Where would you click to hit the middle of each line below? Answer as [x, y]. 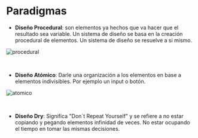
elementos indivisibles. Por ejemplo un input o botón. [80, 81]
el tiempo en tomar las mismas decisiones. [67, 128]
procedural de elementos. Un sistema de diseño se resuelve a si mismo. [103, 40]
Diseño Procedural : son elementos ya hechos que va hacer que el [97, 27]
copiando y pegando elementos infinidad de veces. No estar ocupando [102, 122]
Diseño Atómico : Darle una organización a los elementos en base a [98, 75]
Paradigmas [36, 11]
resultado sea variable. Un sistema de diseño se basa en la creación [99, 33]
